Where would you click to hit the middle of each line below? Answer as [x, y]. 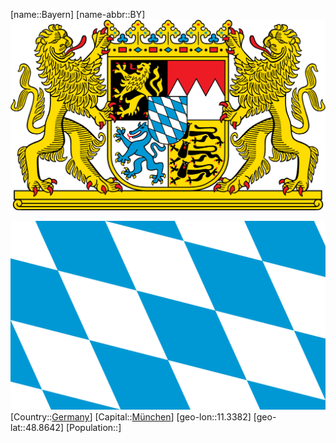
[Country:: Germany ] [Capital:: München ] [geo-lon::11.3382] [131, 416]
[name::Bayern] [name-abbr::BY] [78, 14]
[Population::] [93, 427]
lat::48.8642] [37, 427]
